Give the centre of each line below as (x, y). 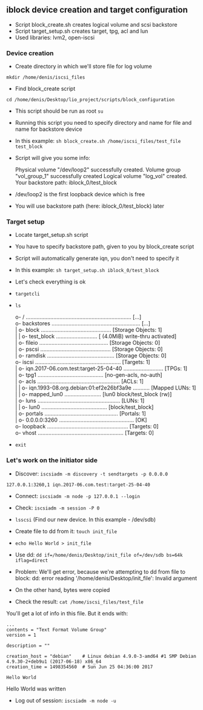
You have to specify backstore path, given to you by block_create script (105, 247)
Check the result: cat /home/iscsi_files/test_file (79, 602)
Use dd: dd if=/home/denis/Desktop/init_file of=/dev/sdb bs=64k (99, 554)
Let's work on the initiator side (52, 460)
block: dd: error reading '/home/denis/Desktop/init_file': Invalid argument (106, 578)
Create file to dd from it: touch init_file (66, 531)
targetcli (28, 294)
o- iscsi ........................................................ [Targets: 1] (82, 362)
